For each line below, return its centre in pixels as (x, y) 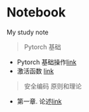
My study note (28, 32)
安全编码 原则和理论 (53, 86)
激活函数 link (35, 71)
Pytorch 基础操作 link (47, 62)
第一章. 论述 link (39, 101)
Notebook (36, 12)
